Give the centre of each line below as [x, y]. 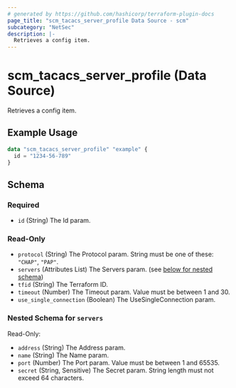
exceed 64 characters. [51, 377]
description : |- [31, 34]
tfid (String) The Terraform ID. [63, 285]
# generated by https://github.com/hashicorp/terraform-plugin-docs [111, 14]
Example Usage [43, 133]
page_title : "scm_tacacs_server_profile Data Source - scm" [98, 21]
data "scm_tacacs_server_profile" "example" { [77, 149]
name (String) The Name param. [63, 355]
